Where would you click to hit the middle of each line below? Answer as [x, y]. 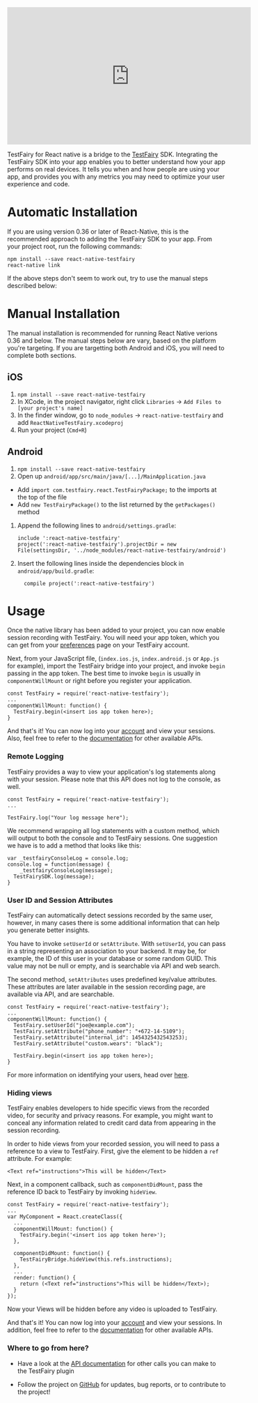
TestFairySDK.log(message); [54, 876]
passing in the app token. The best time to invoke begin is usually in [104, 673]
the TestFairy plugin [46, 1371]
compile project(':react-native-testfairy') [89, 583]
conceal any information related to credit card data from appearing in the [112, 1123]
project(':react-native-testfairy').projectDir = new [97, 544]
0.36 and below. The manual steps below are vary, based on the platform [112, 340]
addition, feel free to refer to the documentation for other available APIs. [110, 1330]
